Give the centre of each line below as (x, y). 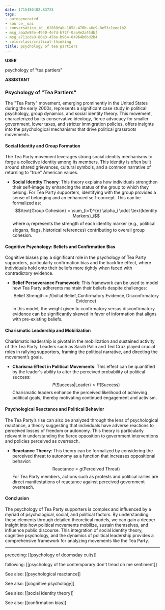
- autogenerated (22, 19)
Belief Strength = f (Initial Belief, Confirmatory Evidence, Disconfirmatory (86, 296)
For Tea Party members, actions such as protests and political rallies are (85, 476)
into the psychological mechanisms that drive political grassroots (71, 129)
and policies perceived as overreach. (42, 441)
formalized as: (27, 203)
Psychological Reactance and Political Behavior (55, 409)
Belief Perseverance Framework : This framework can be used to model (85, 283)
